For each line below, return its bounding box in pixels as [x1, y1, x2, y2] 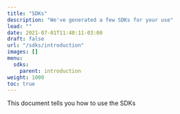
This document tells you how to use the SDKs [7, 99, 136, 107]
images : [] [7, 49, 38, 56]
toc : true [7, 80, 36, 87]
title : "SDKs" [7, 10, 48, 17]
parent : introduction [19, 67, 81, 74]
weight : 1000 [7, 73, 45, 81]
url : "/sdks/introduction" [7, 42, 85, 49]
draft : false [7, 36, 45, 43]
